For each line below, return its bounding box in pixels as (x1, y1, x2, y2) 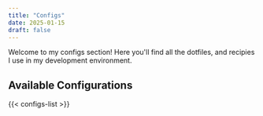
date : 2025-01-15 (8, 19, 65, 27)
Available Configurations (8, 78, 133, 92)
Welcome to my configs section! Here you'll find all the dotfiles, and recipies (8, 48, 255, 57)
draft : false (8, 26, 51, 34)
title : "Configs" (8, 11, 65, 20)
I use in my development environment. (8, 56, 132, 65)
